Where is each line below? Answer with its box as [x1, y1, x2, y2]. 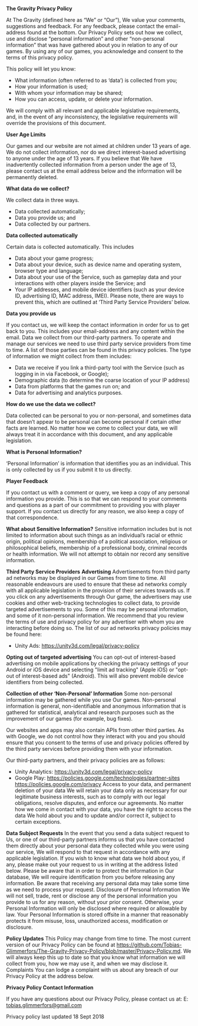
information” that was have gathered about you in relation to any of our [6, 41, 179, 48]
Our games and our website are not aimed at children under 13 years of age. [6, 143, 192, 149]
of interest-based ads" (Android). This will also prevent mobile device [15, 672, 184, 679]
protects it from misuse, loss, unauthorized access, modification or [6, 918, 169, 924]
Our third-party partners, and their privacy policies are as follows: [6, 757, 166, 764]
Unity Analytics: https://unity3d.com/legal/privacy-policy [14, 768, 153, 775]
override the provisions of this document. [6, 120, 107, 126]
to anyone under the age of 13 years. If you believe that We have [6, 155, 163, 161]
